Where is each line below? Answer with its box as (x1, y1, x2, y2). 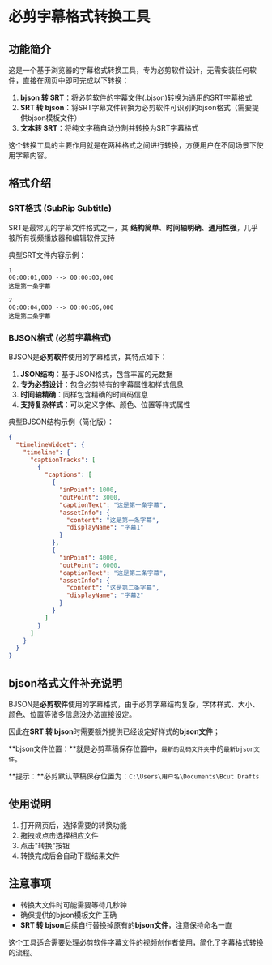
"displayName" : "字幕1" (66, 524, 144, 532)
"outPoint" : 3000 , (59, 493, 121, 501)
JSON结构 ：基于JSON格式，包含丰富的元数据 (19, 369, 173, 379)
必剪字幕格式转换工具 (8, 7, 151, 26)
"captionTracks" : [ (29, 456, 96, 464)
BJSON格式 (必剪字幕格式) (8, 332, 112, 343)
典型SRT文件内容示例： (8, 250, 87, 259)
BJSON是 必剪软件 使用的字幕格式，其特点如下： (8, 352, 168, 362)
